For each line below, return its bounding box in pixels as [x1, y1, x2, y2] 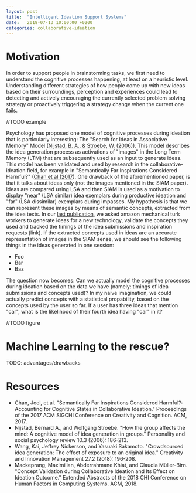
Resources [6, 380, 60, 393]
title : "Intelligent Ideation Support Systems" [6, 14, 127, 20]
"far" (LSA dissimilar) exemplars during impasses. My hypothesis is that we [6, 198, 187, 205]
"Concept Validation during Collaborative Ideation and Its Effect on [14, 468, 176, 475]
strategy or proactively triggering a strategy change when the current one [6, 101, 184, 108]
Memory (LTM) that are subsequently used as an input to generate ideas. [6, 155, 183, 162]
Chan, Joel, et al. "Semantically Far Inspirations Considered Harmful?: [14, 399, 183, 406]
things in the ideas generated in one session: [6, 242, 114, 249]
